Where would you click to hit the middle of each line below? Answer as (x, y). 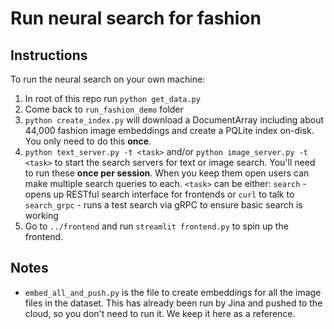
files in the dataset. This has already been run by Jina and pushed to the (173, 303)
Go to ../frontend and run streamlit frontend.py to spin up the (156, 226)
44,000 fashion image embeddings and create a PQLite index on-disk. (169, 130)
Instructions (49, 55)
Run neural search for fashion (136, 18)
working (41, 215)
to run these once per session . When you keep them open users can (167, 173)
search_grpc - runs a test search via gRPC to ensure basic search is (163, 205)
